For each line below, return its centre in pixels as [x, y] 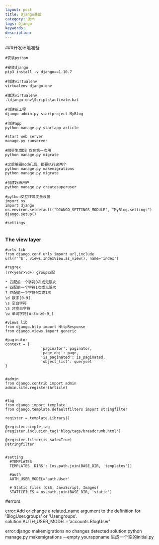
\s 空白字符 [16, 304]
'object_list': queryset [66, 362]
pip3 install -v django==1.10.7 [39, 72]
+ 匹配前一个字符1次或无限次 [31, 288]
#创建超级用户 [17, 183]
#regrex [13, 267]
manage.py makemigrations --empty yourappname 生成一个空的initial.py [79, 537]
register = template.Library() [38, 418]
